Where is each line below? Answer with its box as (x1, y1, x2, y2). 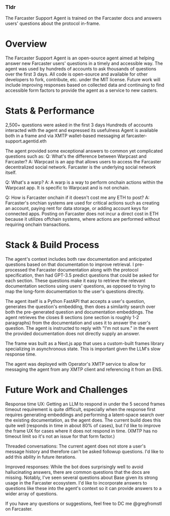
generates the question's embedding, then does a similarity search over (5, 303, 156, 310)
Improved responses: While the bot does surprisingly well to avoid (5, 464, 144, 470)
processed (5, 267, 28, 273)
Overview (5, 38, 47, 50)
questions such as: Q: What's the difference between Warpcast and (5, 153, 147, 159)
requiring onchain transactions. (5, 222, 71, 228)
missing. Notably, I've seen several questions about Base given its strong (5, 474, 158, 480)
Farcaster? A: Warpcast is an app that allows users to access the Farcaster (5, 159, 161, 165)
